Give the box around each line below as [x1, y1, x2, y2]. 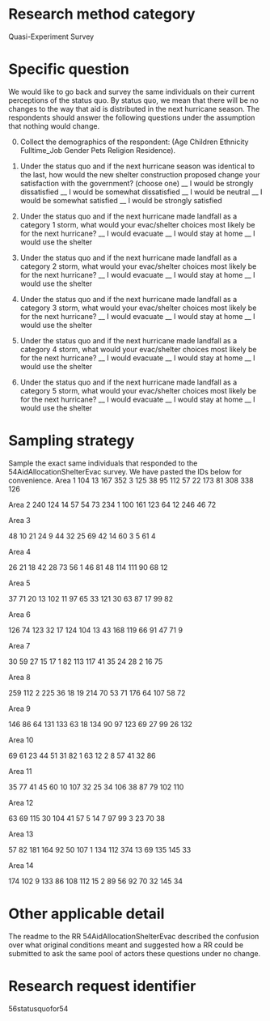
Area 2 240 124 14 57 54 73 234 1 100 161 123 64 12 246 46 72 [8, 500, 217, 509]
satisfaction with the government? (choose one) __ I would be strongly [19, 178, 254, 188]
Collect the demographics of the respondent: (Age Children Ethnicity [19, 137, 249, 147]
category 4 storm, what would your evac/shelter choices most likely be [19, 344, 257, 354]
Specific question [8, 60, 129, 79]
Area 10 [8, 734, 34, 745]
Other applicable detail [8, 904, 165, 923]
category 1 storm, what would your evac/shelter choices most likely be [19, 219, 255, 229]
